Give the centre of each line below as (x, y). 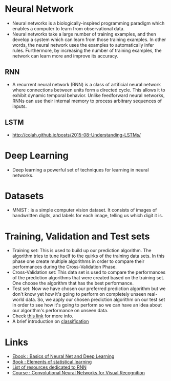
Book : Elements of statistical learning (52, 362)
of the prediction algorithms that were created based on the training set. (88, 278)
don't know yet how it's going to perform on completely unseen (79, 294)
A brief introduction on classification (50, 321)
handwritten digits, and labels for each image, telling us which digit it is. (88, 216)
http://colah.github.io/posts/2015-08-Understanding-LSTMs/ (77, 135)
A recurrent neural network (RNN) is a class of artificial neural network (87, 84)
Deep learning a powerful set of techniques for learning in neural (80, 169)
